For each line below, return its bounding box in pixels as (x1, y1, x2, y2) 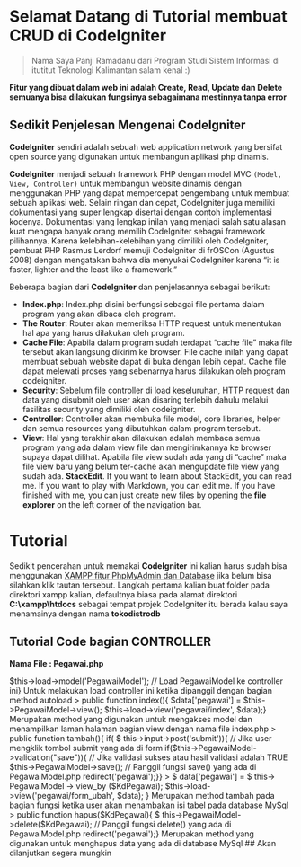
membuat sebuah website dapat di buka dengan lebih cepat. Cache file (22, 356, 287, 367)
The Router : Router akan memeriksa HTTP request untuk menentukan (22, 317, 282, 329)
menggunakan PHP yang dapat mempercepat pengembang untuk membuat (9, 187, 290, 199)
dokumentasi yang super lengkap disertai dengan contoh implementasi (9, 207, 272, 217)
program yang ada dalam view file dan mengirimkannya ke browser (22, 442, 272, 453)
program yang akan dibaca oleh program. (22, 308, 177, 319)
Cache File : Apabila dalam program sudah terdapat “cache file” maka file (22, 337, 293, 348)
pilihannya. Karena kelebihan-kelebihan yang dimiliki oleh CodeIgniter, (9, 235, 270, 246)
